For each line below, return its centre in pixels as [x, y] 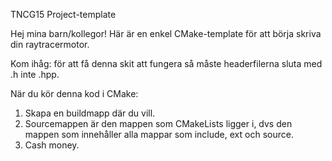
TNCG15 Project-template [63, 14]
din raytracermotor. [50, 44]
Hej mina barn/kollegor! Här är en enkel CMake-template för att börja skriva [166, 33]
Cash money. [52, 145]
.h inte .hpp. [35, 74]
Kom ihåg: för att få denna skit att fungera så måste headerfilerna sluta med [166, 63]
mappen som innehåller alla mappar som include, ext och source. [159, 134]
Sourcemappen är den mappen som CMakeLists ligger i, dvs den [158, 123]
